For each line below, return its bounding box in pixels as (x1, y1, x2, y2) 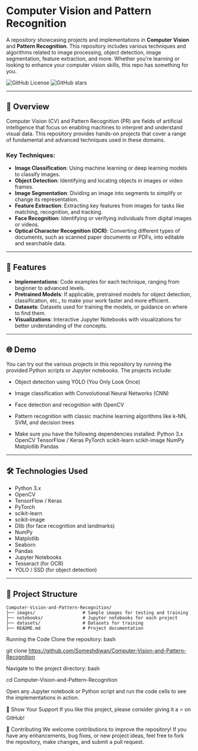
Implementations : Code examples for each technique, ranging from (14, 278, 180, 285)
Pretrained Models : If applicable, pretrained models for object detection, (14, 291, 192, 298)
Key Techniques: (6, 151, 55, 159)
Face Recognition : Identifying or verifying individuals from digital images (14, 214, 192, 222)
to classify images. (14, 171, 61, 178)
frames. (14, 183, 34, 190)
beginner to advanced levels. (14, 284, 85, 291)
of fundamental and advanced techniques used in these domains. (6, 136, 166, 143)
